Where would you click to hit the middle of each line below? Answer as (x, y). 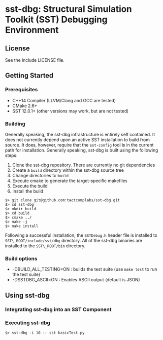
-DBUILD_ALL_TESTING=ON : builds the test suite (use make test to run (85, 269)
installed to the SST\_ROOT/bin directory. (45, 246)
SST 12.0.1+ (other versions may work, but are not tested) (70, 111)
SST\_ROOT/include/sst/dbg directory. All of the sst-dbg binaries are (74, 240)
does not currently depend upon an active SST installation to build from (78, 140)
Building (15, 123)
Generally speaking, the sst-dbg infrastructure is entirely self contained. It (80, 134)
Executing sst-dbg (28, 323)
